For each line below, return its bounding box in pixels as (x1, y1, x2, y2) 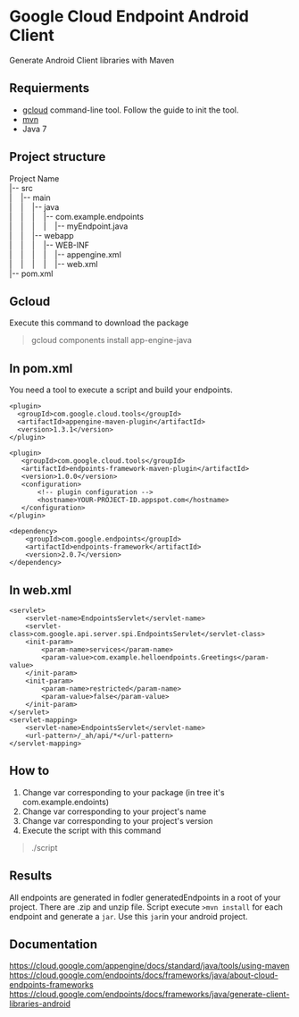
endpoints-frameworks (9, 979, 94, 990)
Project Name (9, 172, 60, 184)
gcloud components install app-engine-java (30, 335, 192, 346)
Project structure (9, 149, 106, 164)
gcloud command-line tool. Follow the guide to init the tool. (21, 105, 239, 115)
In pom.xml (9, 360, 73, 376)
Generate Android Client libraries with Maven (9, 55, 175, 65)
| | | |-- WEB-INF (9, 240, 90, 250)
